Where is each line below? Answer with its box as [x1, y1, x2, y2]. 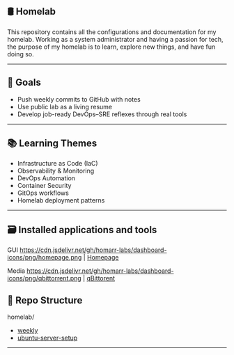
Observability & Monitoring [17, 166, 95, 175]
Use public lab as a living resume [17, 102, 113, 111]
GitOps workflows [17, 189, 70, 197]
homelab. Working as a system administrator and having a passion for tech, [7, 35, 224, 43]
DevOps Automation [17, 174, 75, 182]
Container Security [17, 182, 72, 190]
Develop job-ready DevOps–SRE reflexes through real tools [17, 110, 187, 118]
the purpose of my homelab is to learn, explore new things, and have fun [7, 42, 216, 51]
